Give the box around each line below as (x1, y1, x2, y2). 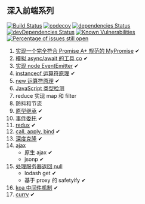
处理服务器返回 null (15, 163, 63, 170)
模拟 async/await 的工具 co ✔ (15, 55, 88, 62)
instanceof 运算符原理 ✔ (15, 70, 75, 77)
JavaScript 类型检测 (15, 85, 64, 92)
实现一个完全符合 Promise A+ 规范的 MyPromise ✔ (15, 47, 140, 54)
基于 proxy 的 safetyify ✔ (24, 176, 86, 184)
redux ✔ (15, 121, 36, 128)
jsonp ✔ (24, 155, 44, 163)
